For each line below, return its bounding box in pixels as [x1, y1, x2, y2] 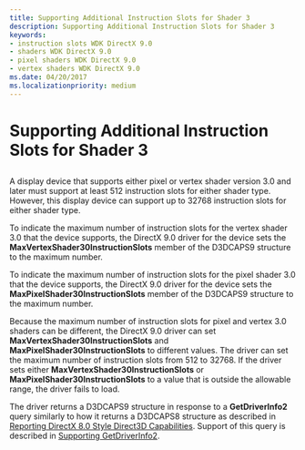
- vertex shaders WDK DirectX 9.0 [9, 65, 141, 74]
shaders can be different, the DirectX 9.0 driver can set [9, 325, 217, 337]
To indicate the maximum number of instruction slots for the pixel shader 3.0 [9, 270, 296, 281]
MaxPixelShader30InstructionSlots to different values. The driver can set [9, 345, 289, 356]
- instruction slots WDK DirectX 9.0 [9, 38, 153, 48]
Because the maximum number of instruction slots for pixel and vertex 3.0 [9, 316, 287, 327]
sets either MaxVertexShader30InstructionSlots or [9, 364, 205, 375]
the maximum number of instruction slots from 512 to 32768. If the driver [9, 354, 282, 365]
